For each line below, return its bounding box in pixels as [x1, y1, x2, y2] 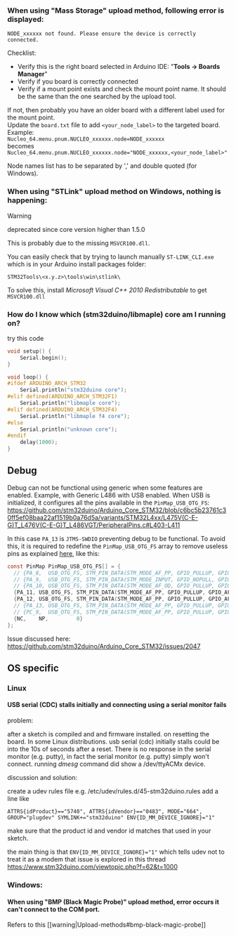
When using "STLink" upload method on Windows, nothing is [7, 187, 221, 197]
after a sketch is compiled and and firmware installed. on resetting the [7, 730, 209, 739]
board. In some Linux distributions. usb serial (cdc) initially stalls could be [7, 737, 220, 746]
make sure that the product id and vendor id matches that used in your [7, 826, 211, 835]
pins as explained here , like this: [7, 549, 100, 557]
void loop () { [7, 373, 49, 381]
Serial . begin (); [20, 354, 68, 361]
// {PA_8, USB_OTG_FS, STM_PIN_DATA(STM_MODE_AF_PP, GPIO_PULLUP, [13, 569, 216, 576]
